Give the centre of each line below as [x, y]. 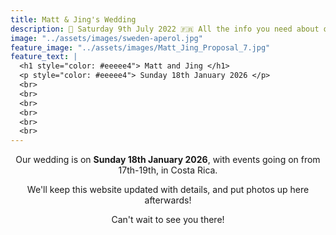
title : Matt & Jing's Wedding [73, 19]
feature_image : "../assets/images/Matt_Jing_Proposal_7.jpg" [140, 47]
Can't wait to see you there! [168, 220]
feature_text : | [44, 57]
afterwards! [168, 200]
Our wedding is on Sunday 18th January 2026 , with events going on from [168, 160]
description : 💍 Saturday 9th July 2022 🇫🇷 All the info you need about [165, 29]
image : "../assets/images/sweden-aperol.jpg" [106, 38]
